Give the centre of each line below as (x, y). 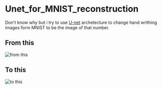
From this (20, 43)
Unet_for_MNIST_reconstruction (72, 9)
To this (16, 70)
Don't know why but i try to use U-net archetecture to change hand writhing (81, 22)
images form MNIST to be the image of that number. (57, 27)
